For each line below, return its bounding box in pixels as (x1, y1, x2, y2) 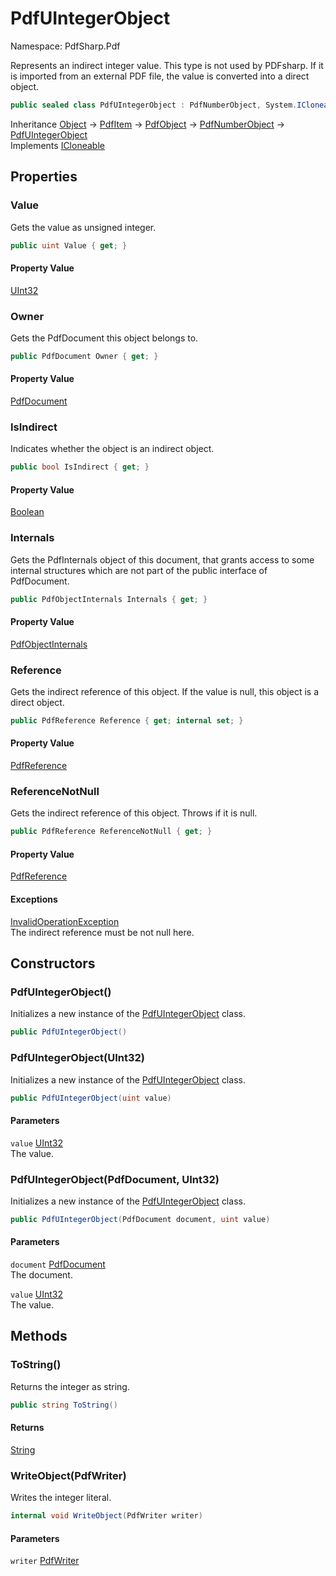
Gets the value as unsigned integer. (10, 221, 157, 233)
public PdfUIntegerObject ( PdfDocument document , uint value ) (10, 1214, 271, 1224)
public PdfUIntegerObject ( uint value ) (10, 1093, 172, 1103)
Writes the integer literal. (10, 1492, 112, 1504)
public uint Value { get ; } (10, 240, 128, 251)
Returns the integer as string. (10, 1380, 130, 1392)
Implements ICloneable (10, 139, 105, 151)
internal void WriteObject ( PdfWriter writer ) (10, 1511, 203, 1521)
